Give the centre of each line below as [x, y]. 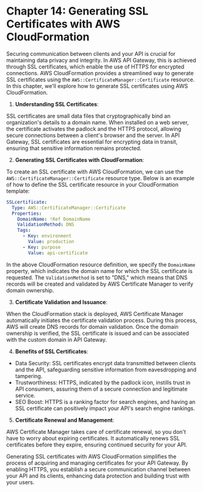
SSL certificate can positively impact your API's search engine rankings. [105, 408]
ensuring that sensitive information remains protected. [74, 148]
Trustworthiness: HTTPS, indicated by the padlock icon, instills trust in [103, 382]
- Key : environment [47, 236]
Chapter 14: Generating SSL [77, 11]
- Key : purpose [42, 247]
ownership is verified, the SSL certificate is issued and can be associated [98, 333]
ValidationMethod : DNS [46, 225]
